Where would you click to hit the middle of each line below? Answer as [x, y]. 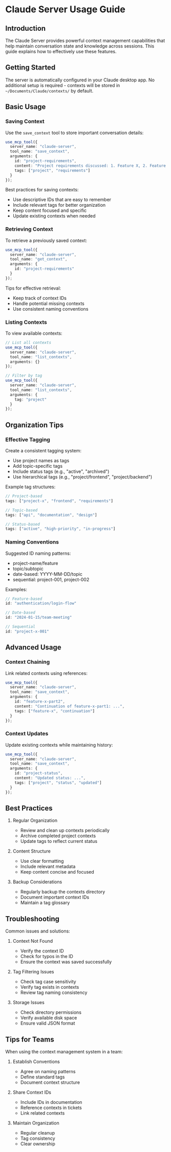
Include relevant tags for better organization [59, 205]
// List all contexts [28, 343]
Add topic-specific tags [38, 466]
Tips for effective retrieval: [33, 288]
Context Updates [27, 734]
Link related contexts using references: [47, 673]
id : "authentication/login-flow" [41, 603]
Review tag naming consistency [54, 993]
